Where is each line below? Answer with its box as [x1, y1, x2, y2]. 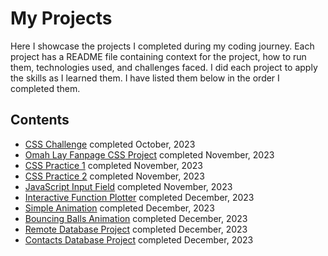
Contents [10, 112, 70, 129]
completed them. [10, 82, 81, 94]
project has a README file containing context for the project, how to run [10, 50, 307, 62]
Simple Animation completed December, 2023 [24, 202, 215, 214]
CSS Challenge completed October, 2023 [24, 138, 196, 150]
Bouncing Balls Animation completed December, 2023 [24, 212, 248, 224]
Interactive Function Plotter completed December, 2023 [24, 191, 255, 203]
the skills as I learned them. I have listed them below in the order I [10, 72, 280, 84]
